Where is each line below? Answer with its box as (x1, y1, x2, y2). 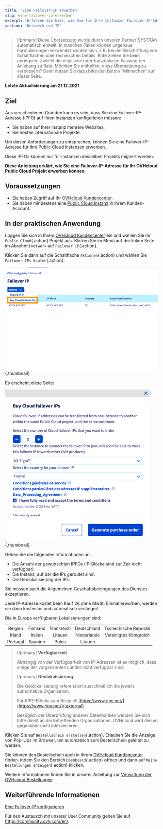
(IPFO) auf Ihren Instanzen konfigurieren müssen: (22, 115, 121, 121)
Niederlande (75, 632, 100, 638)
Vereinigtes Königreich (105, 632, 150, 638)
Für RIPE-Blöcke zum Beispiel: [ (16, 698, 80, 704)
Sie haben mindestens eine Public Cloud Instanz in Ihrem (12, 200, 126, 206)
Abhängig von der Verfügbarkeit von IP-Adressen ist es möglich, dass (16, 659, 157, 665)
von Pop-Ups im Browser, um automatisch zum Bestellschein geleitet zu (5, 737, 149, 743)
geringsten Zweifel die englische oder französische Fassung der (16, 58, 146, 64)
